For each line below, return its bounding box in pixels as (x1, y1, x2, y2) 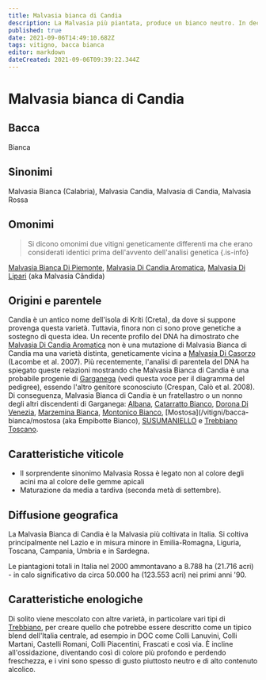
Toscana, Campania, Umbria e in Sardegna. (8, 546, 150, 556)
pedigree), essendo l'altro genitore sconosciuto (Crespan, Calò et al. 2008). (8, 382, 255, 392)
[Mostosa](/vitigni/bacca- (165, 407, 249, 417)
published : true (8, 26, 62, 34)
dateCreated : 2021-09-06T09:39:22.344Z (8, 56, 140, 64)
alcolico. (8, 664, 36, 674)
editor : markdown (8, 48, 66, 56)
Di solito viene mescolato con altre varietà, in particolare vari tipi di (8, 613, 226, 623)
